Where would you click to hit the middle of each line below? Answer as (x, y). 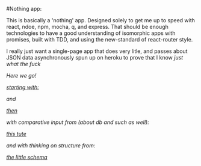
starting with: (23, 87)
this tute (16, 134)
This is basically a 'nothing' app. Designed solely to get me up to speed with (101, 20)
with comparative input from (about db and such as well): (78, 122)
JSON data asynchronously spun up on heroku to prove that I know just (95, 57)
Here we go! (21, 75)
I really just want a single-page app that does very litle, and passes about (97, 51)
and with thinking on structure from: (51, 146)
